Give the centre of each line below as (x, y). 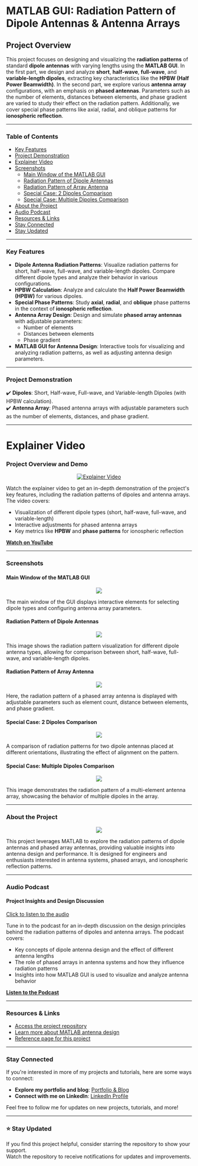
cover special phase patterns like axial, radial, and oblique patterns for (91, 109)
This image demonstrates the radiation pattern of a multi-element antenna (96, 790)
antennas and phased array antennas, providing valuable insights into (90, 847)
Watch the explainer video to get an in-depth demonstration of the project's (98, 489)
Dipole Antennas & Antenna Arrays (93, 23)
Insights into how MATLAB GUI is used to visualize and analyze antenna (101, 974)
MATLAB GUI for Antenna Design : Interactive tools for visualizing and (100, 346)
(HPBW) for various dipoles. (49, 296)
